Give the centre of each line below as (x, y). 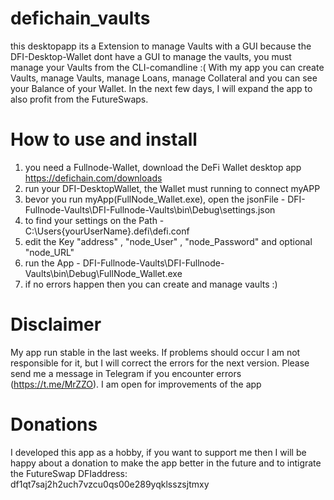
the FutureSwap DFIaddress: (69, 473)
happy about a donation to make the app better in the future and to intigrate (166, 463)
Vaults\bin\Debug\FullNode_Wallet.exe (103, 273)
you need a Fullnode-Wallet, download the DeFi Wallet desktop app (163, 167)
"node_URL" (49, 252)
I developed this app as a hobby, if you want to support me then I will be (158, 452)
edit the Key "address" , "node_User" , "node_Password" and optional (168, 241)
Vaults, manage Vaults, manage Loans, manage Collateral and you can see (164, 78)
